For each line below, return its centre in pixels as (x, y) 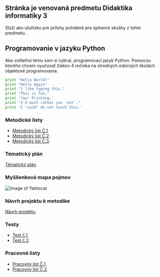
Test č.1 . (20, 235)
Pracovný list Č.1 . (30, 264)
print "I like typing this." (35, 89)
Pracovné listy (23, 253)
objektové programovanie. (32, 70)
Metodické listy (24, 120)
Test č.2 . (21, 241)
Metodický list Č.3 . (31, 141)
